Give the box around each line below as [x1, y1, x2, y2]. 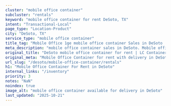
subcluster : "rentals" [5, 12, 53, 17]
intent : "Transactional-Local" [5, 21, 72, 27]
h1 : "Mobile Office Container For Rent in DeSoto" [5, 64, 115, 69]
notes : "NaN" [5, 78, 33, 84]
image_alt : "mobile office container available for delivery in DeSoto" [5, 88, 163, 93]
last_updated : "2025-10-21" [5, 93, 65, 98]
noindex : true [5, 83, 36, 88]
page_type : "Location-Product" [5, 26, 72, 32]
